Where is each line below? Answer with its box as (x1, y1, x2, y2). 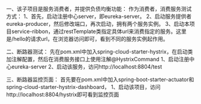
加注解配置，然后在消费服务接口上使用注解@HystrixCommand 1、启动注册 (6, 56, 190, 63)
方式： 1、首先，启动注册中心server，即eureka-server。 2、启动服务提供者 (6, 13, 192, 20)
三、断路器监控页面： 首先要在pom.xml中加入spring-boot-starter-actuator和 (6, 76, 194, 83)
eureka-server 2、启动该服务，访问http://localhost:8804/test (11, 63, 162, 70)
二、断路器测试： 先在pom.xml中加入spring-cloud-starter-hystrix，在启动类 (6, 48, 193, 55)
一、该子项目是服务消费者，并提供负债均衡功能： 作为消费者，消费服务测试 (6, 5, 192, 12)
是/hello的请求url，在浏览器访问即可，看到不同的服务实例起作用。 (6, 35, 169, 42)
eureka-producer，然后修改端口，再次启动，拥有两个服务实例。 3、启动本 (6, 20, 190, 27)
